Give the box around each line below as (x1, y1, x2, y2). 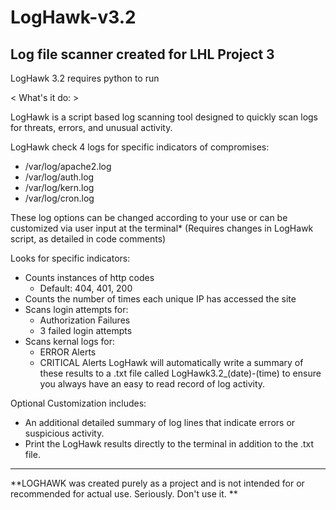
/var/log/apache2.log (24, 161, 112, 172)
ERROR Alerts (39, 346, 97, 358)
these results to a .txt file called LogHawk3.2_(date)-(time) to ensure (39, 367, 322, 379)
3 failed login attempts (39, 325, 133, 336)
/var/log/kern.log (24, 182, 95, 193)
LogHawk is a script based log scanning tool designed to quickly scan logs (10, 111, 319, 123)
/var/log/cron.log (24, 192, 95, 204)
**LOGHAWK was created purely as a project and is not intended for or (10, 477, 305, 489)
